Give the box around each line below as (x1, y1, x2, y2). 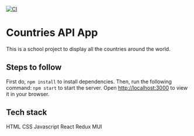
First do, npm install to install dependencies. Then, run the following (6, 78, 172, 85)
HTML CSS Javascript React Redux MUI (6, 123, 102, 130)
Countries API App (6, 26, 98, 39)
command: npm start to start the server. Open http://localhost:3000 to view (6, 84, 188, 91)
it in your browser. (6, 90, 50, 97)
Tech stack (6, 107, 47, 117)
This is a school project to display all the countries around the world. (6, 45, 171, 52)
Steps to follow (6, 62, 62, 73)
